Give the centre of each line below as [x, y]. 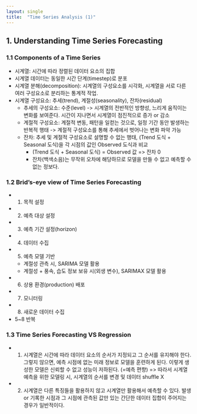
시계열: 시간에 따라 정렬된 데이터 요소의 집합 [65, 71]
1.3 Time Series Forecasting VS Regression [69, 335]
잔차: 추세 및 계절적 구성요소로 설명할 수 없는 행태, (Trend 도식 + [97, 137]
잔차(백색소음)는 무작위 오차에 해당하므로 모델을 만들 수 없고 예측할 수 [112, 159]
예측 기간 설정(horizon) [50, 229]
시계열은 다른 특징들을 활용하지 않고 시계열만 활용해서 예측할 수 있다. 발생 [107, 390]
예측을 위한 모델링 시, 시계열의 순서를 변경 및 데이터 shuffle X [94, 376]
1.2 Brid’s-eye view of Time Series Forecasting [74, 182]
